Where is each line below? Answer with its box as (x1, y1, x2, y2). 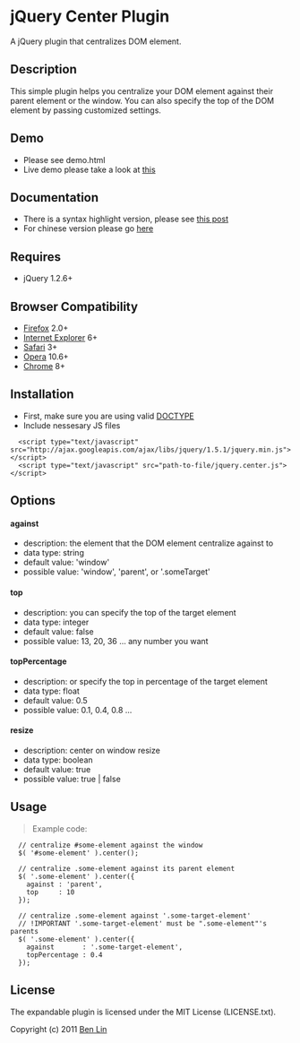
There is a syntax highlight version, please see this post (22, 213, 229, 225)
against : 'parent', (26, 880, 103, 889)
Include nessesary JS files (22, 419, 121, 431)
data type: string (22, 547, 84, 558)
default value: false (22, 625, 94, 637)
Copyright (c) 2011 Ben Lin (10, 1023, 107, 1034)
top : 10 (26, 887, 75, 897)
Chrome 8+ (22, 361, 66, 371)
